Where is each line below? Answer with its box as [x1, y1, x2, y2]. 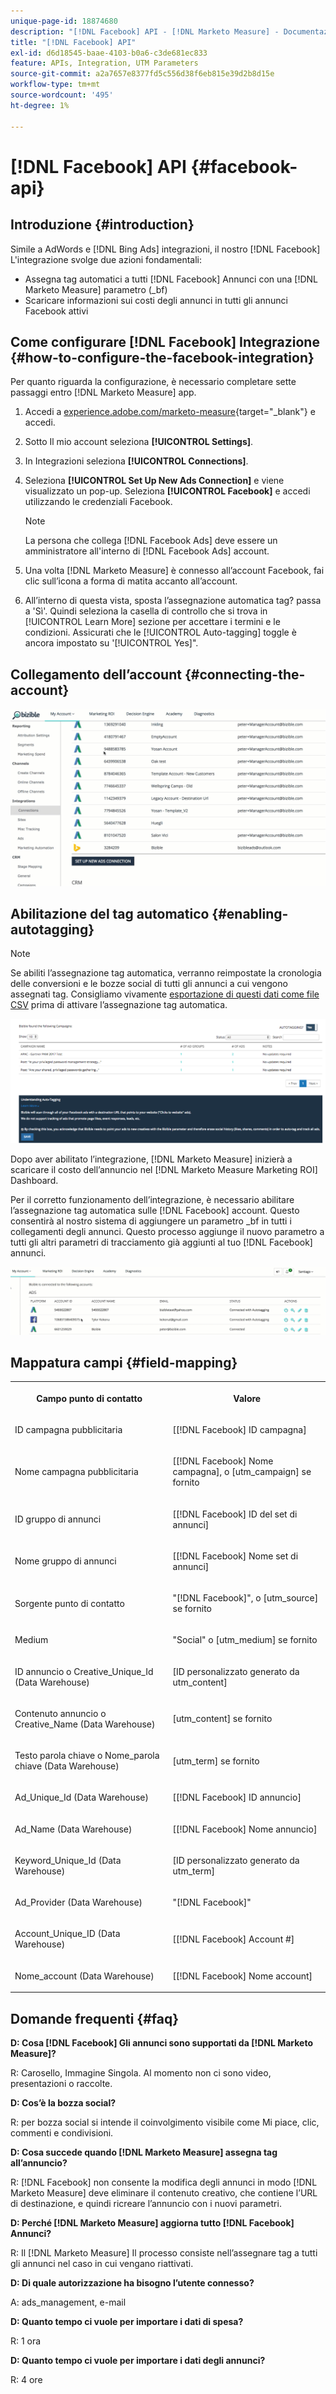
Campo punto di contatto [36, 1392, 143, 1404]
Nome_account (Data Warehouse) [14, 1970, 155, 1982]
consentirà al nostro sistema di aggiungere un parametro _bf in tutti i [10, 1215, 292, 1227]
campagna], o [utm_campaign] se [172, 1466, 312, 1478]
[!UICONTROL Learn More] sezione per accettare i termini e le [24, 616, 281, 628]
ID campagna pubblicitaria [14, 1424, 123, 1436]
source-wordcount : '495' [10, 90, 114, 100]
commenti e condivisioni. [10, 2126, 114, 2139]
